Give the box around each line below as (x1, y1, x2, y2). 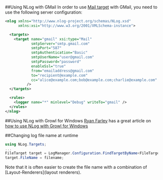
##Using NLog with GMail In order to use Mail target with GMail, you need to (5, 4, 158, 10)
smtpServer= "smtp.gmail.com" (31, 41, 90, 46)
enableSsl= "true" (31, 63, 66, 69)
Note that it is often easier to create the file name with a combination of (5, 164, 147, 170)
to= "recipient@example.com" (31, 73, 88, 78)
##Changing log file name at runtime (5, 132, 79, 138)
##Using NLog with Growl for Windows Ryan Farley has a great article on (5, 118, 151, 123)
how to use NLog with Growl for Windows (5, 123, 88, 129)
